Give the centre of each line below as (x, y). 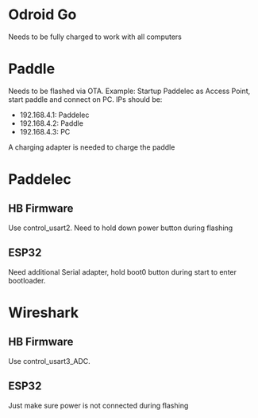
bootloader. (27, 280)
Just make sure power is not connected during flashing (98, 405)
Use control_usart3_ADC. (50, 361)
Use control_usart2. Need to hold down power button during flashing (121, 228)
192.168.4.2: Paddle (51, 123)
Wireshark (44, 313)
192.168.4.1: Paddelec (54, 115)
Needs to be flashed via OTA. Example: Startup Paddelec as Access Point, (129, 91)
